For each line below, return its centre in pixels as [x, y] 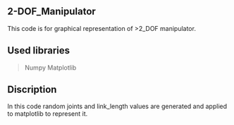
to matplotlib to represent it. [48, 114]
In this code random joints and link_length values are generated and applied [117, 106]
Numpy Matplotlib [50, 67]
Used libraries [39, 51]
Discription [32, 90]
